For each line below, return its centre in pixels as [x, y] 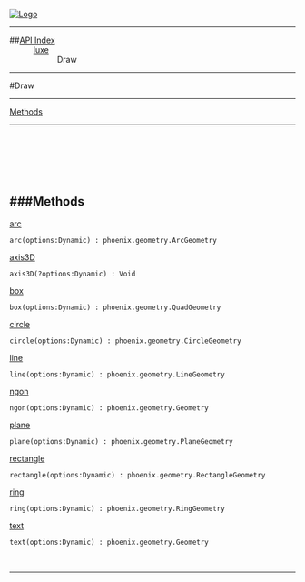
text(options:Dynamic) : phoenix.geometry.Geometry [109, 542]
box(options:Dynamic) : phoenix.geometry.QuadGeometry [115, 307]
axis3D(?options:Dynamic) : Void [73, 274]
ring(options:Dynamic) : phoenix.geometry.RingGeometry [117, 508]
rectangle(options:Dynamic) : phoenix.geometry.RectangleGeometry [138, 475]
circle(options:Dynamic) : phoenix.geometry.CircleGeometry [126, 341]
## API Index [33, 40]
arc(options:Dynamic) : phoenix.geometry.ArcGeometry [113, 240]
